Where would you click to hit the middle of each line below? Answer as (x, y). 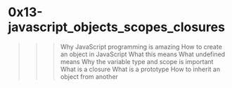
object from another (89, 76)
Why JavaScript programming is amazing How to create (141, 46)
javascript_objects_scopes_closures (117, 27)
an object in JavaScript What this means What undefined (143, 54)
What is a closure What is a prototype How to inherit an (140, 69)
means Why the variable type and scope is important (137, 61)
